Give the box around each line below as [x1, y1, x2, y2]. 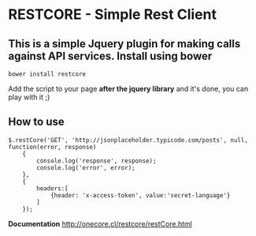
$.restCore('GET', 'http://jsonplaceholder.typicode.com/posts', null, [8, 136, 248, 144]
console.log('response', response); [36, 156, 157, 165]
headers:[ [36, 184, 69, 193]
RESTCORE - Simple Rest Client [8, 6, 217, 24]
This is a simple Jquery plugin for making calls [8, 37, 241, 51]
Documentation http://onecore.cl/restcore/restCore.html [8, 219, 193, 228]
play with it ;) [8, 92, 50, 102]
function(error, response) [8, 143, 97, 151]
